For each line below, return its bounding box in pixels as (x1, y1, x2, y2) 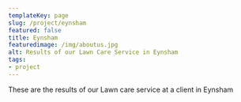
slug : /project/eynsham (8, 19, 87, 27)
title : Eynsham (8, 33, 58, 42)
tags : (8, 56, 26, 64)
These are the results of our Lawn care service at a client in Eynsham (8, 85, 234, 94)
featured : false (8, 26, 62, 34)
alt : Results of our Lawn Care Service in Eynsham (8, 48, 179, 56)
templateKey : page (8, 11, 69, 20)
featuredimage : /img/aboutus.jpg (8, 41, 119, 49)
